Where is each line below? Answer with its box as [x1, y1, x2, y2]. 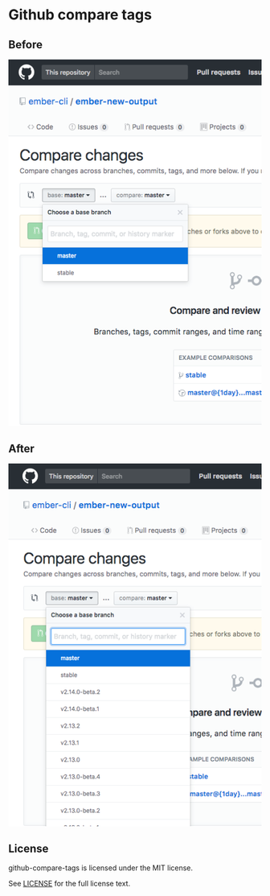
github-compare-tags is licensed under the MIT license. [8, 863, 194, 873]
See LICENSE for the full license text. [8, 879, 131, 889]
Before [8, 38, 43, 52]
